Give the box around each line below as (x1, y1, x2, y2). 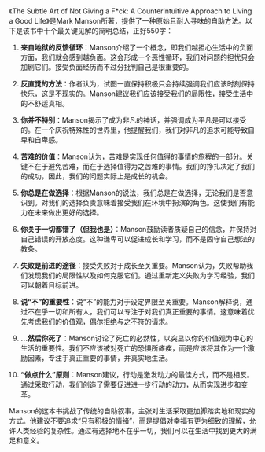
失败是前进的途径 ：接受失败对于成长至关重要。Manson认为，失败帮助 (20, 261, 247, 270)
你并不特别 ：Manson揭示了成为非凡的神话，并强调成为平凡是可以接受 (20, 116, 247, 124)
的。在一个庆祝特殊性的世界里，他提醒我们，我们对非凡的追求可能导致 (20, 125, 248, 134)
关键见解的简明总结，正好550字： (63, 26, 174, 35)
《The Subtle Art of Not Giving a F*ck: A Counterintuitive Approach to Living (9, 6, 252, 16)
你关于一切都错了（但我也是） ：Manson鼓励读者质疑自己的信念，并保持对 (20, 225, 257, 233)
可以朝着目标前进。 (20, 281, 83, 289)
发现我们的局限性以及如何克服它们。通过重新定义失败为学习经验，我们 (27, 270, 255, 280)
